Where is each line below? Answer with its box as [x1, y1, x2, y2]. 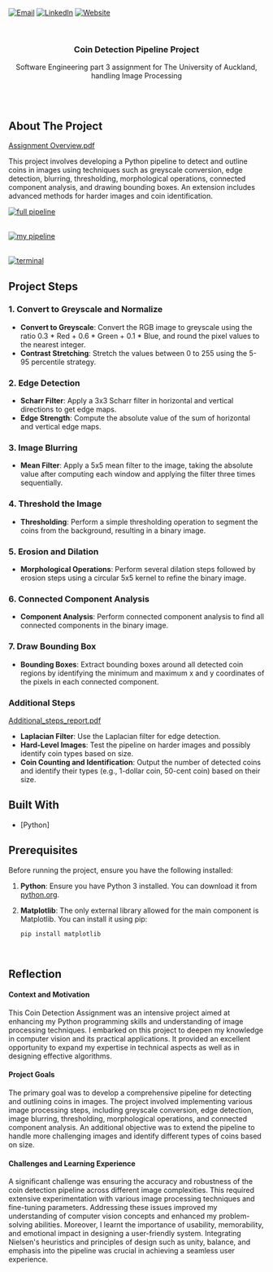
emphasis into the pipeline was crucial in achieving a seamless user [8, 1246, 236, 1256]
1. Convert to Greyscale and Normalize [8, 304, 163, 315]
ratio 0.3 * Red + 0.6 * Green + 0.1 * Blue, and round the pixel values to [19, 331, 260, 341]
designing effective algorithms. [8, 1051, 112, 1061]
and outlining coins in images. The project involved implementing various [8, 1097, 253, 1107]
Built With [8, 799, 59, 812]
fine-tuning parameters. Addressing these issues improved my [8, 1203, 218, 1213]
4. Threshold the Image [8, 498, 102, 509]
